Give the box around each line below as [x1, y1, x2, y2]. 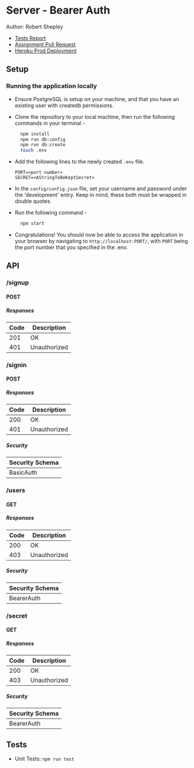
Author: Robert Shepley [6, 23, 63, 30]
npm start [20, 221, 44, 226]
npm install [20, 131, 50, 137]
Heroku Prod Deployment [14, 47, 77, 54]
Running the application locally [6, 82, 98, 90]
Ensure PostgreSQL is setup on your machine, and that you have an [14, 95, 179, 102]
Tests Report [14, 34, 46, 41]
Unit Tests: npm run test [14, 755, 75, 763]
